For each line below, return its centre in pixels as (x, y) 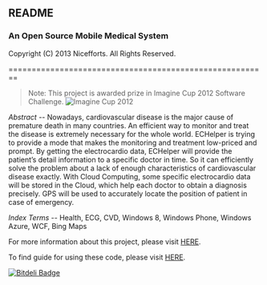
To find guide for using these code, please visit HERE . (97, 257)
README (31, 13)
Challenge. (46, 101)
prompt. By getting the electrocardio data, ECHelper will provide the (120, 151)
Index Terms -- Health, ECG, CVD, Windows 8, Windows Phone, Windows (130, 217)
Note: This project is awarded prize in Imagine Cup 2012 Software (137, 93)
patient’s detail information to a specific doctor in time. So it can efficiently (131, 159)
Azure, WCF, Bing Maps (48, 226)
